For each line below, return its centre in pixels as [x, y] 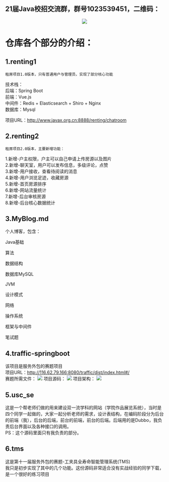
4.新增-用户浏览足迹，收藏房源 [37, 177]
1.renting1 [21, 62]
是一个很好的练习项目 [27, 474]
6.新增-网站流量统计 [26, 190]
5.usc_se [20, 395]
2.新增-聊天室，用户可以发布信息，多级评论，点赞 [57, 165]
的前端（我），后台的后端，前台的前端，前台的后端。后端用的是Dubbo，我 [81, 420]
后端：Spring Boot [24, 90]
